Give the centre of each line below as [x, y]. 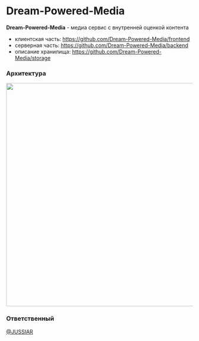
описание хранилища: [43, 51]
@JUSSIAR [20, 331]
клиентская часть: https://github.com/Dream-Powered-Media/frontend [102, 39]
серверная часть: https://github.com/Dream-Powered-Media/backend [101, 45]
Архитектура [26, 73]
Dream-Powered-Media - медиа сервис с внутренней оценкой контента [97, 27]
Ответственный [30, 318]
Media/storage [33, 58]
